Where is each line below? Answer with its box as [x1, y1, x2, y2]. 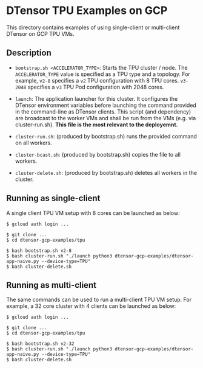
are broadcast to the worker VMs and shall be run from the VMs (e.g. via [15, 114, 196, 121]
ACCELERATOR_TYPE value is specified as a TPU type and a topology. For [15, 70, 191, 78]
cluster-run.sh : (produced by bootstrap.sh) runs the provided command [15, 132, 197, 140]
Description [6, 48, 52, 58]
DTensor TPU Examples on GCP [6, 4, 168, 18]
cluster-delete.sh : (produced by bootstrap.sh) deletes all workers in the [15, 169, 198, 176]
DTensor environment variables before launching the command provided [15, 101, 197, 109]
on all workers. [15, 139, 53, 146]
